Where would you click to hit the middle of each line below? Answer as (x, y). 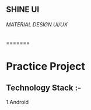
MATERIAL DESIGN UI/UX (37, 24)
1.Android (17, 102)
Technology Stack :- (44, 88)
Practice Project (46, 66)
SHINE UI (23, 10)
